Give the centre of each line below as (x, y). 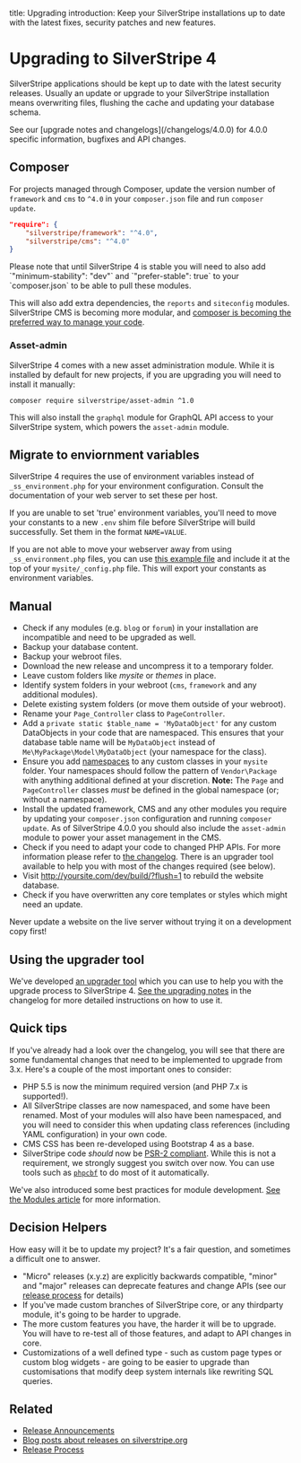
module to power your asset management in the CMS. (122, 837)
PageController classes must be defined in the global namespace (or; (150, 790)
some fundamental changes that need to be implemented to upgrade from (146, 1059)
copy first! (28, 932)
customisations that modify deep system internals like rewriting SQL (148, 1371)
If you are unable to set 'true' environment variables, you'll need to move (143, 513)
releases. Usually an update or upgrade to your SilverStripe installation (139, 92)
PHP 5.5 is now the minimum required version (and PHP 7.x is (135, 1086)
